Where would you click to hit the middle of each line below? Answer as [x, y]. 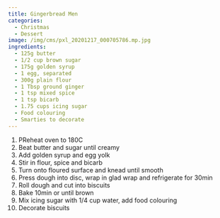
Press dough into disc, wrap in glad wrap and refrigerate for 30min [115, 178]
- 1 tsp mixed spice [45, 93]
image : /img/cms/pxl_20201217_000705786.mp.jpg [80, 40]
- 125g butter [35, 54]
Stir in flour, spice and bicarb [60, 162]
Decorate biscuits [44, 207]
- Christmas [32, 27]
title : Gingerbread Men [43, 14]
